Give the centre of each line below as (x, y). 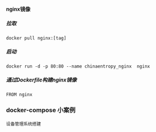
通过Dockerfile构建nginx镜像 (41, 80)
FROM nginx (19, 94)
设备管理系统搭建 (24, 124)
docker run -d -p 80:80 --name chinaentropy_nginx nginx (78, 66)
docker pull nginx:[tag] (36, 38)
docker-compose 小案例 (41, 110)
